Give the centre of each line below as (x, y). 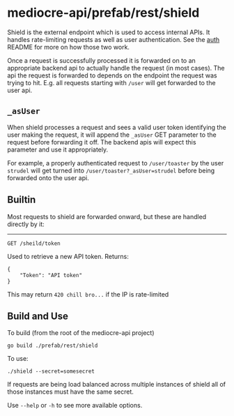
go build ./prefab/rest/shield (53, 346)
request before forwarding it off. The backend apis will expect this (102, 142)
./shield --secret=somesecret (51, 371)
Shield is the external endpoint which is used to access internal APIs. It (109, 32)
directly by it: (26, 224)
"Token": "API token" (51, 275)
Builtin (22, 200)
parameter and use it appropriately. (58, 149)
